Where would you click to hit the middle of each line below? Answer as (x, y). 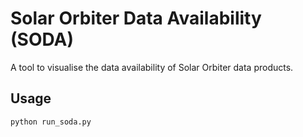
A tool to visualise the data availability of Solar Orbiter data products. (152, 67)
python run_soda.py (51, 122)
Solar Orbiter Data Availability (136, 18)
